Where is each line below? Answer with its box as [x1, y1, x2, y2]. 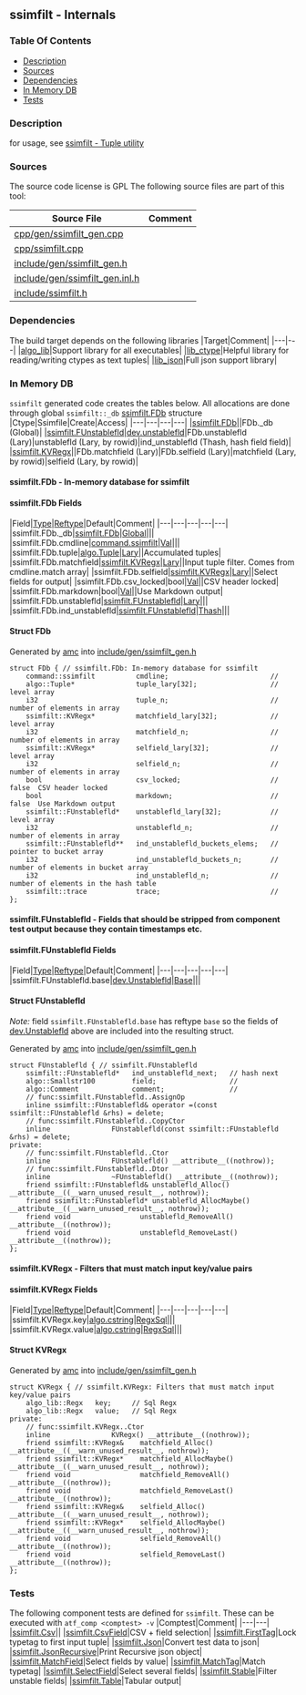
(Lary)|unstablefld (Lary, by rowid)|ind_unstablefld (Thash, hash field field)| [9, 437, 291, 447]
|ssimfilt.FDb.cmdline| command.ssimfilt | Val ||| [9, 537, 180, 548]
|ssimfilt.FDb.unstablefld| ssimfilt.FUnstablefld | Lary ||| [9, 595, 209, 606]
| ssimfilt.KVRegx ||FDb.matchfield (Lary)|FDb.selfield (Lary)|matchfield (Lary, [9, 446, 297, 457]
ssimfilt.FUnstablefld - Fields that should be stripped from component [9, 914, 280, 925]
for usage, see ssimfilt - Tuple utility [9, 137, 144, 149]
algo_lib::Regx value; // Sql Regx [25, 1406, 178, 1415]
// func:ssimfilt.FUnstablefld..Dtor [25, 1164, 169, 1174]
